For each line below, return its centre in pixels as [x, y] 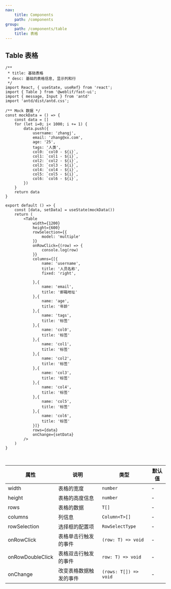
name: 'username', [61, 263]
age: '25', [44, 142]
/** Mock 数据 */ [23, 111]
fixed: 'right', [59, 273]
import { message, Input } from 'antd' [48, 96]
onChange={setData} [53, 434]
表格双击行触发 [76, 553]
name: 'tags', [56, 315]
